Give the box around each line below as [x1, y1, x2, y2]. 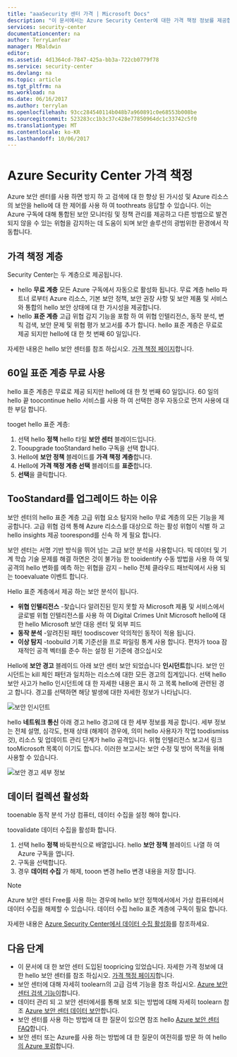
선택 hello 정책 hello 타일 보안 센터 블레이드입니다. [17, 435, 157, 443]
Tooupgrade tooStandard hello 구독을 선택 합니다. [17, 443, 159, 452]
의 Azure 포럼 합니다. [17, 1042, 75, 1051]
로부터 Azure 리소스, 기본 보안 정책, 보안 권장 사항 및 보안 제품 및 [30, 294, 209, 302]
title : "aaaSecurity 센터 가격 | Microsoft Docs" [7, 10, 150, 18]
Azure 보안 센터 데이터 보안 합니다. [25, 1007, 120, 1015]
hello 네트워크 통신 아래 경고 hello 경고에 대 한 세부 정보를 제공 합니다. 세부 [7, 717, 213, 726]
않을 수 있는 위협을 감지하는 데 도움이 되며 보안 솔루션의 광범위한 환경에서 [20, 219, 222, 227]
